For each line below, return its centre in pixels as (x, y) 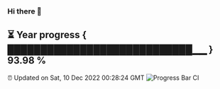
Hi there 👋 (25, 11)
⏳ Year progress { (47, 35)
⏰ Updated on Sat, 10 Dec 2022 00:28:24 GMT (76, 78)
